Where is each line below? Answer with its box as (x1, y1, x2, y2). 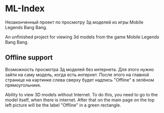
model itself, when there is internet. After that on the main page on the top (5, 97, 155, 103)
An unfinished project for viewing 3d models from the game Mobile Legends (5, 34, 160, 40)
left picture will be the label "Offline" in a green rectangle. (5, 102, 121, 108)
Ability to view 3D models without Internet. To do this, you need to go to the (5, 91, 158, 97)
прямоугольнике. (5, 82, 42, 88)
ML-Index (5, 3, 45, 14)
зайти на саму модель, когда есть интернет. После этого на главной (5, 72, 149, 78)
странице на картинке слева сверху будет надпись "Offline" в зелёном (5, 77, 155, 83)
